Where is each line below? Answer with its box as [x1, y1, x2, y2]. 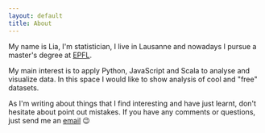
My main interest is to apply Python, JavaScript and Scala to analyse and [8, 65, 251, 75]
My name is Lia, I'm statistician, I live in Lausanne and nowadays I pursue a [8, 41, 257, 51]
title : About [8, 19, 52, 27]
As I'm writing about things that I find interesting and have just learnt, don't [8, 98, 256, 108]
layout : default [8, 11, 63, 20]
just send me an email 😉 [8, 115, 90, 125]
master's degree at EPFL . [8, 50, 93, 60]
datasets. [8, 82, 39, 93]
